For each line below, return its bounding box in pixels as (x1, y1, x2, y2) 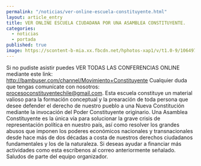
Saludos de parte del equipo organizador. (6, 153, 108, 160)
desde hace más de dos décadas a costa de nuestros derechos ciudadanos (6, 134, 193, 141)
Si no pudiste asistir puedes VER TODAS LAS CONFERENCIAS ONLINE (6, 64, 180, 71)
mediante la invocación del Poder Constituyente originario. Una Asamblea (6, 108, 188, 115)
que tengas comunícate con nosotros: (6, 83, 100, 90)
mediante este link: (6, 70, 53, 78)
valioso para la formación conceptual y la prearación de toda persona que (6, 96, 188, 103)
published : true (6, 42, 47, 48)
